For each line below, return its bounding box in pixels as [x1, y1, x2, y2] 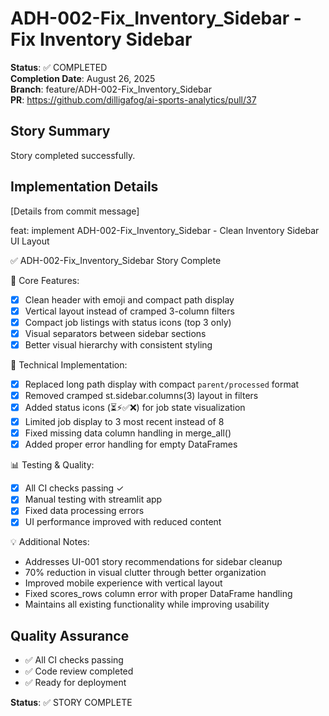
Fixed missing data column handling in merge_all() [24, 427, 232, 439]
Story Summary [10, 123, 111, 140]
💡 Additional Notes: [10, 536, 90, 548]
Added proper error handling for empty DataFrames [24, 438, 238, 451]
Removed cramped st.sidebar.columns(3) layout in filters [24, 389, 259, 401]
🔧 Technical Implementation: [10, 358, 128, 371]
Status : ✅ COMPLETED [10, 61, 108, 73]
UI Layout [10, 235, 50, 247]
